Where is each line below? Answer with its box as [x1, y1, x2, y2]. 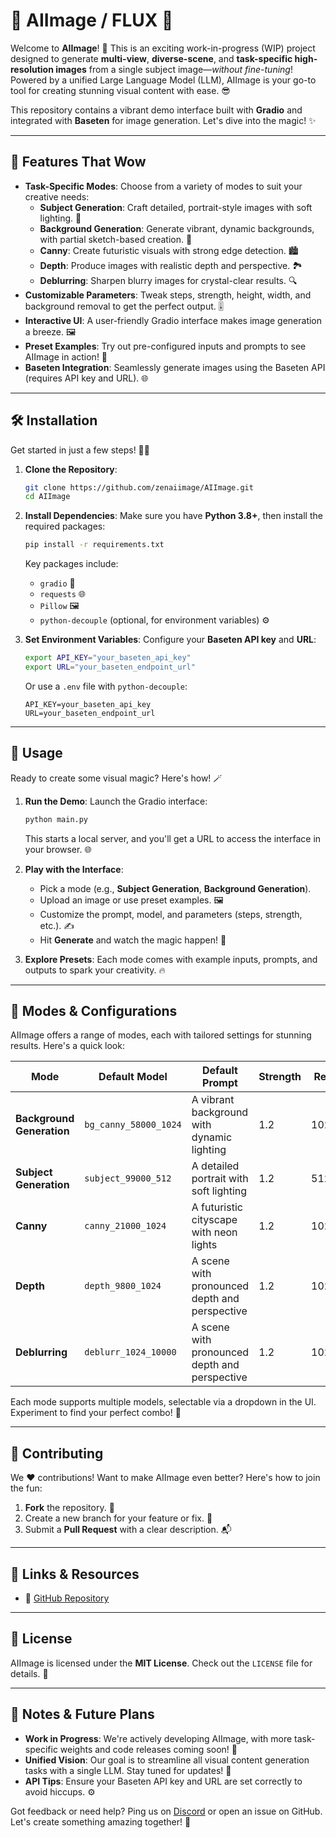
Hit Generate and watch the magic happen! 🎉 [39, 934, 227, 946]
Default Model [98, 1070, 168, 1084]
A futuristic [191, 1200, 243, 1214]
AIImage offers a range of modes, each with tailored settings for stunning [10, 1029, 312, 1041]
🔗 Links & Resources [10, 1565, 140, 1583]
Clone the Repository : [24, 463, 118, 475]
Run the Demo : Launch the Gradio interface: [24, 795, 208, 807]
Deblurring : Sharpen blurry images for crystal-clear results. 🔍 [39, 274, 298, 286]
